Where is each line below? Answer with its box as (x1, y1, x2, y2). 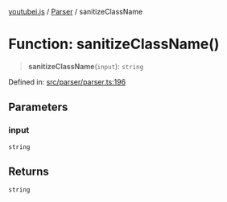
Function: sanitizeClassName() (8, 35, 220, 53)
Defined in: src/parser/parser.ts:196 (8, 76, 126, 87)
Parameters (8, 101, 68, 114)
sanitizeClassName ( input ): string (27, 61, 144, 71)
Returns (8, 165, 50, 179)
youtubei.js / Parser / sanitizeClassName (8, 7, 143, 16)
